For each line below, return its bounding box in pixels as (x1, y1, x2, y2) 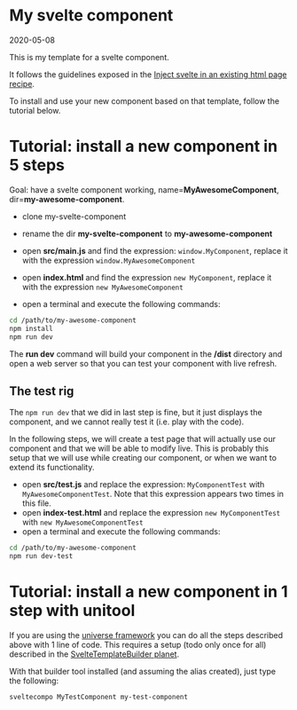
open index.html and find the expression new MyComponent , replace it (21, 272, 272, 282)
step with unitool (9, 601, 136, 621)
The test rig (9, 383, 74, 398)
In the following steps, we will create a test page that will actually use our (9, 434, 277, 445)
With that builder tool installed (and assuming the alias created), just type (9, 667, 277, 676)
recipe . (9, 78, 35, 89)
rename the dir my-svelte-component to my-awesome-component (21, 228, 273, 239)
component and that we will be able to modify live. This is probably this (9, 443, 269, 454)
